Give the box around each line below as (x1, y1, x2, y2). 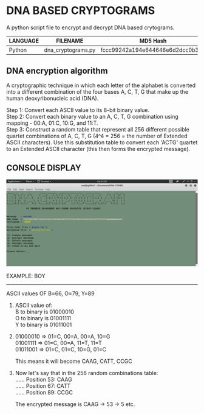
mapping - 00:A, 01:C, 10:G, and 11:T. (6, 119, 98, 127)
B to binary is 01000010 (15, 308, 75, 315)
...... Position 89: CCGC (15, 389, 73, 396)
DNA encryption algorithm (6, 65, 108, 76)
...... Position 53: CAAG (15, 376, 72, 384)
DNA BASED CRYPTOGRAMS (6, 4, 155, 18)
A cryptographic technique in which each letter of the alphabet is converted (6, 82, 196, 89)
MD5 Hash (139, 37, 167, 44)
